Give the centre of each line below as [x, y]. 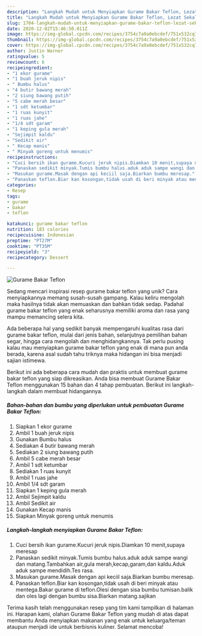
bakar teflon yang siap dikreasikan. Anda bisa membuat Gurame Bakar [94, 379]
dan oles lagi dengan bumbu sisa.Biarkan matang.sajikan [86, 596]
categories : [22, 185]
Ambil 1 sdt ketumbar [41, 465]
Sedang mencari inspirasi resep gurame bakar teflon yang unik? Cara [92, 292]
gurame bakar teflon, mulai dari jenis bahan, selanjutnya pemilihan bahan [97, 335]
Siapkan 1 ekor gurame [44, 427]
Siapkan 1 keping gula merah [51, 491]
